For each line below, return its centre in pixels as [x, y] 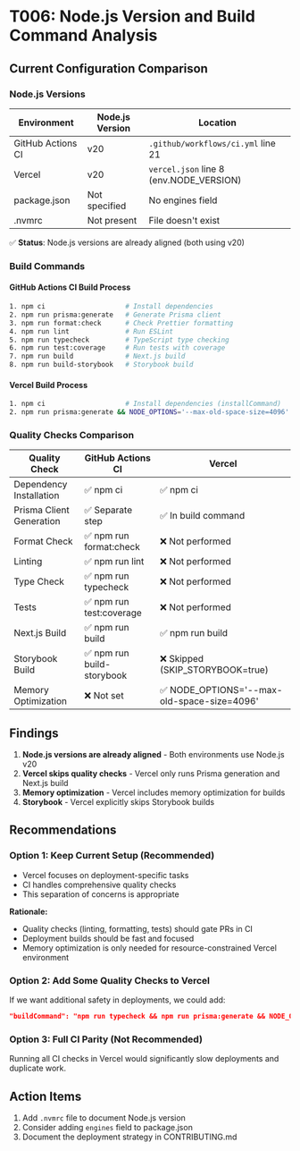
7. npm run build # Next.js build [97, 356]
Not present [112, 220]
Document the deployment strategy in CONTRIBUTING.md [129, 1137]
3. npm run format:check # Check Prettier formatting [121, 323]
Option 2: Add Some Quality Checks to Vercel [109, 980]
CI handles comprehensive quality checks [99, 884]
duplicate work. [38, 1068]
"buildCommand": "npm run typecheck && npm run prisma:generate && [137, 1017]
